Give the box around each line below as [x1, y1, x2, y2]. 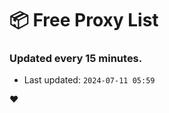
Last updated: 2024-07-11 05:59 [23, 74, 156, 86]
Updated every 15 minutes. [9, 52, 143, 66]
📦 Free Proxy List [9, 9, 159, 32]
